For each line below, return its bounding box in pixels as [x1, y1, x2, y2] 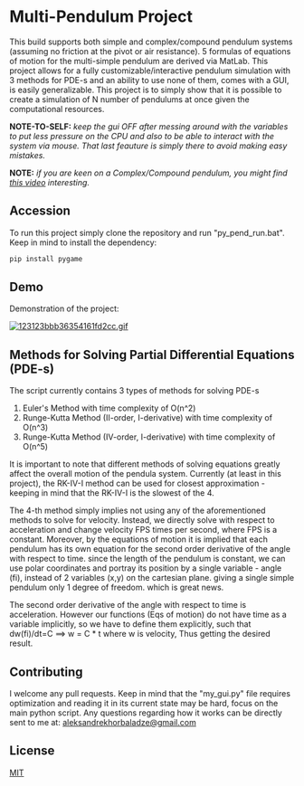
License [9, 743, 55, 759]
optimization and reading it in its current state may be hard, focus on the [9, 698, 279, 709]
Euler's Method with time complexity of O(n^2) [22, 402, 196, 413]
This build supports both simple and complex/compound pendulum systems [9, 36, 293, 47]
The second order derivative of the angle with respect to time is [9, 600, 247, 611]
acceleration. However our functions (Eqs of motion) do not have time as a [9, 609, 287, 620]
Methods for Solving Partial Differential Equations [9, 346, 295, 363]
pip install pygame [9, 254, 83, 263]
